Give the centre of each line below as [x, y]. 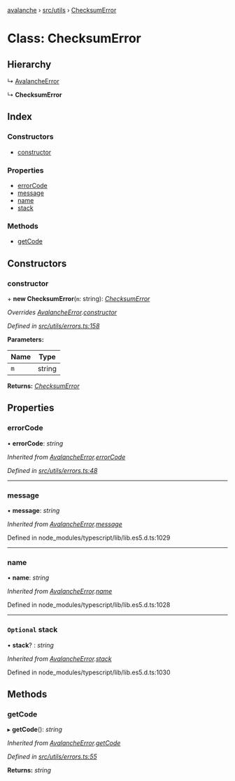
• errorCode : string [35, 443]
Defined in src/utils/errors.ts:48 [52, 470]
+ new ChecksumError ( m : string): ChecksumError [79, 298]
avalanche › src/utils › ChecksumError [62, 10]
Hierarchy [29, 64]
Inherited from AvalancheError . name [60, 592]
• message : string [34, 510]
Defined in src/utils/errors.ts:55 [52, 756]
